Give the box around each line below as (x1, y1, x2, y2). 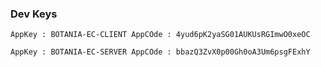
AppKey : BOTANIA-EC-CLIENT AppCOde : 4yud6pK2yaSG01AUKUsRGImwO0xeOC (10, 30, 311, 40)
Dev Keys (10, 7, 58, 21)
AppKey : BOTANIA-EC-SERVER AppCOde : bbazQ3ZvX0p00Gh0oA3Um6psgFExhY (10, 47, 311, 57)
